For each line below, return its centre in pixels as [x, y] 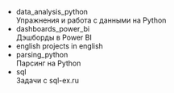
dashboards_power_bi [53, 29]
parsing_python [42, 55]
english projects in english [59, 46]
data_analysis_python [52, 12]
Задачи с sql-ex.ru [47, 80]
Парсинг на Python [48, 63]
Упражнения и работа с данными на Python [91, 20]
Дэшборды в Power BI [54, 37]
